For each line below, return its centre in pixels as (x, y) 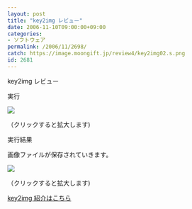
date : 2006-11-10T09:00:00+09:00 (57, 27)
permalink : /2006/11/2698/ (47, 47)
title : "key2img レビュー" (45, 21)
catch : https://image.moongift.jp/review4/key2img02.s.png (96, 54)
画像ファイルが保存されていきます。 (60, 154)
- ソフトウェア (27, 40)
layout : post (27, 14)
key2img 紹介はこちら (39, 198)
